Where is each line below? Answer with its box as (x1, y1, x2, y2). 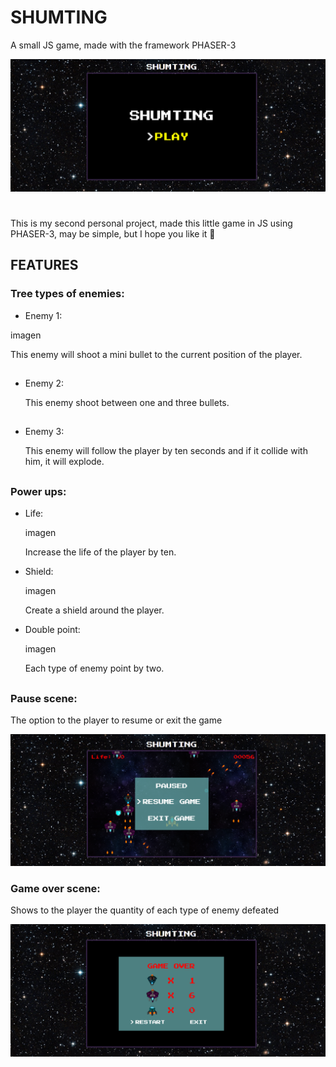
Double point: (24, 624, 81, 636)
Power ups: (10, 484, 67, 498)
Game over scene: (10, 882, 101, 896)
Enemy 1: (24, 309, 63, 321)
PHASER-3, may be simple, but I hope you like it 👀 (10, 227, 216, 240)
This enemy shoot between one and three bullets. (24, 397, 230, 409)
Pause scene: (10, 691, 78, 705)
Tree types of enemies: (10, 287, 125, 301)
